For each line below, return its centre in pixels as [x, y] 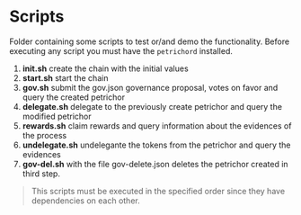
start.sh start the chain [65, 77]
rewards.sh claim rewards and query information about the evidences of [157, 125]
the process [44, 135]
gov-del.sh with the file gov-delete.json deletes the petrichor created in [155, 164]
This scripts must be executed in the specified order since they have [158, 191]
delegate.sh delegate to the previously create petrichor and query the [152, 106]
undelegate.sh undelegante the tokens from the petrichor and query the [156, 145]
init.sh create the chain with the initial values [105, 68]
